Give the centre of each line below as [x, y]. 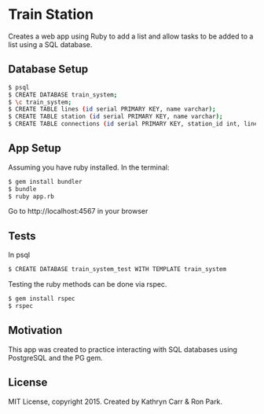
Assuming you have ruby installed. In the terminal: [89, 167]
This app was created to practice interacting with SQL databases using [123, 349]
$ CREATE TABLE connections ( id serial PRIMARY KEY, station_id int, [125, 124]
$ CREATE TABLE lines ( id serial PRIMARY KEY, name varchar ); [112, 109]
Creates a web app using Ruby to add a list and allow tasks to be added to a [131, 36]
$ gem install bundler [45, 181]
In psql [19, 255]
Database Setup [48, 70]
